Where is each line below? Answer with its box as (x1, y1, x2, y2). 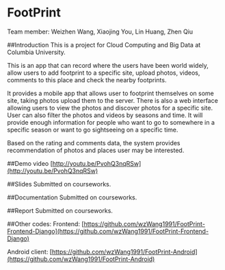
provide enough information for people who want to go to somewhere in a (7, 118, 215, 126)
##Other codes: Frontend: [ (7, 219, 84, 228)
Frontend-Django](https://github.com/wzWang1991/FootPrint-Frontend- (7, 227, 209, 235)
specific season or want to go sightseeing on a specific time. (7, 125, 178, 134)
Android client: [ (7, 247, 53, 256)
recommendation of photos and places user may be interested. (7, 146, 185, 154)
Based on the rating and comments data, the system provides (7, 138, 181, 147)
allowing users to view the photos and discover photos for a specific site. (7, 103, 213, 112)
